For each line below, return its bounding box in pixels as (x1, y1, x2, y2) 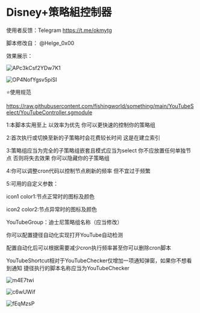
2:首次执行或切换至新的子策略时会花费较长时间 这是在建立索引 (6, 134, 161, 141)
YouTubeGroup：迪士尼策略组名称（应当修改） (6, 218, 123, 226)
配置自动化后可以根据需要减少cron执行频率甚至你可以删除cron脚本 (6, 244, 172, 251)
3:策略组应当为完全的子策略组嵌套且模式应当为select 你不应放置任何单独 (6, 147, 186, 154)
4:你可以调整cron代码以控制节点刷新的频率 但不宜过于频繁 (6, 167, 151, 174)
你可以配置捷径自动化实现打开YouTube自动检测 (6, 231, 123, 238)
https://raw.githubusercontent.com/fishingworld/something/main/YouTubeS (6, 102, 194, 109)
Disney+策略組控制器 (6, 5, 112, 19)
